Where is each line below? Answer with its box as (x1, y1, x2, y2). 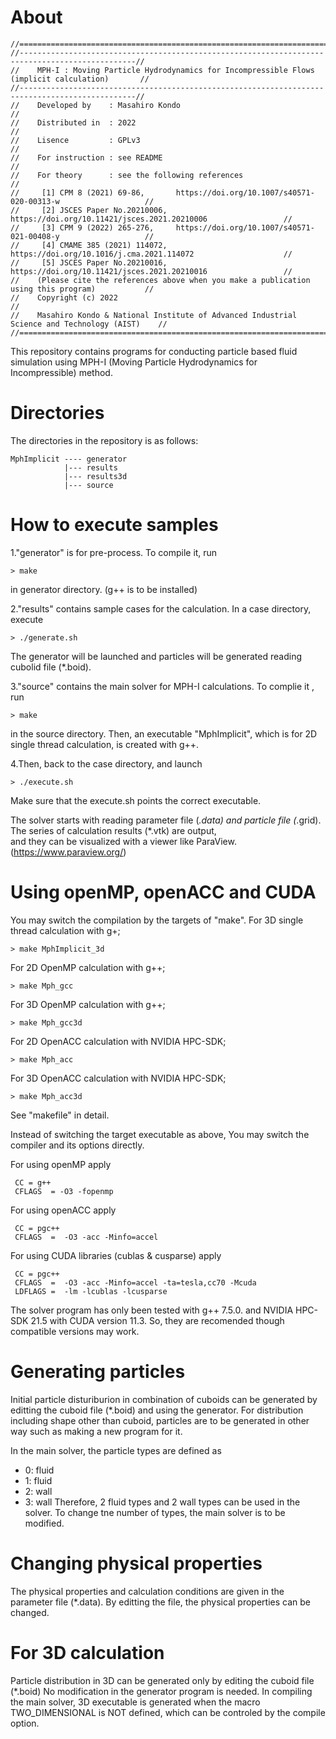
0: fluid (24, 1464, 55, 1476)
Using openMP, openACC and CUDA (10, 881, 317, 903)
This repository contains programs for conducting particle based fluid (10, 345, 298, 357)
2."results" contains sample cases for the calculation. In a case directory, (10, 602, 312, 615)
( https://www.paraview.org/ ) (10, 846, 127, 858)
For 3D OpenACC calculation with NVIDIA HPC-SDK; (10, 1072, 227, 1084)
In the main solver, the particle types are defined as (10, 1444, 222, 1456)
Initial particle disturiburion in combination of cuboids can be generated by (10, 1393, 318, 1405)
